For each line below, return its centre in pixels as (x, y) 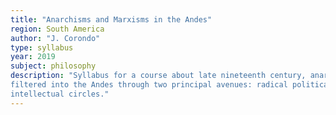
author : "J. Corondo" (55, 38)
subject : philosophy (53, 66)
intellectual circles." (60, 94)
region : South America (57, 29)
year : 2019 (33, 57)
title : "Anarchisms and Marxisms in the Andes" (111, 19)
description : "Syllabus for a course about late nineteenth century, (158, 76)
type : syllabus (42, 47)
